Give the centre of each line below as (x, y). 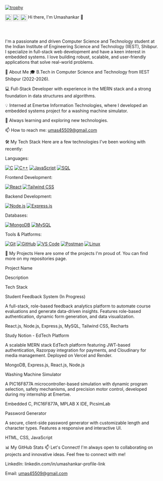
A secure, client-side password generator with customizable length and (77, 423)
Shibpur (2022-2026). (27, 79)
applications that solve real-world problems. (49, 62)
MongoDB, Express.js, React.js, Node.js (45, 365)
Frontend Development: (29, 177)
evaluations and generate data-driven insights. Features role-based (73, 311)
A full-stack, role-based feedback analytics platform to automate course (78, 306)
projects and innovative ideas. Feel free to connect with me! (65, 454)
